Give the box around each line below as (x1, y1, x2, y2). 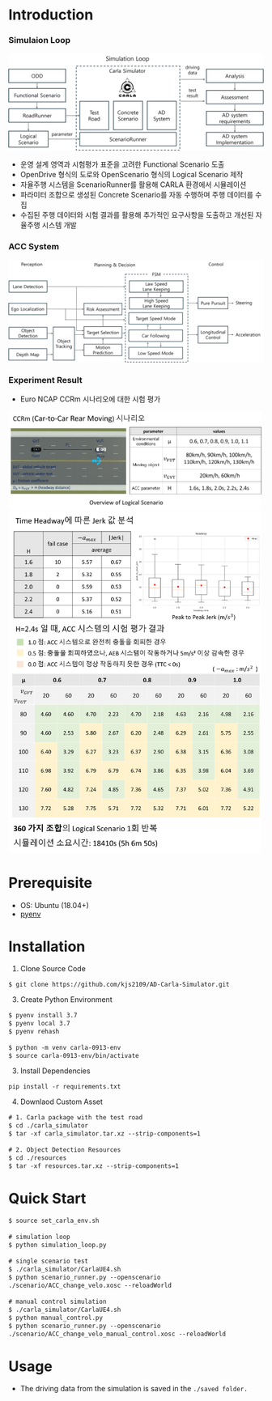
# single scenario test (8, 1257, 89, 1266)
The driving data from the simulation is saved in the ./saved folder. (19, 1384, 249, 1394)
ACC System (8, 241, 59, 253)
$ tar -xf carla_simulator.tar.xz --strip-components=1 (8, 1130, 201, 1138)
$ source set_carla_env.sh (8, 1216, 100, 1225)
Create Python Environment (19, 995, 113, 1004)
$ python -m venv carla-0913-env (8, 1044, 121, 1052)
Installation (8, 937, 86, 956)
